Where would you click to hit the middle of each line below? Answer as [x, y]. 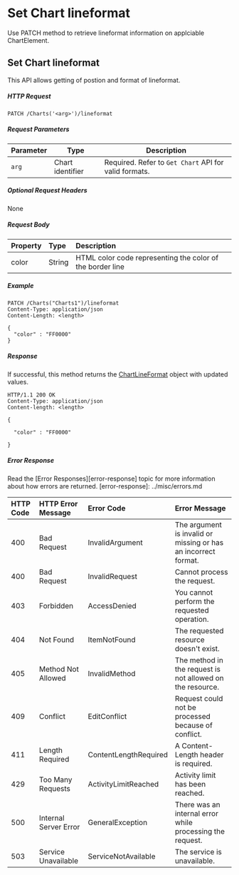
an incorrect [195, 551]
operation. [192, 619]
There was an [197, 804]
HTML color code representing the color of [147, 257]
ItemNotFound [112, 640]
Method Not [59, 669]
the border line [100, 267]
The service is [198, 851]
